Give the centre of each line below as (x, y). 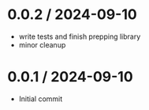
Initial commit (41, 99)
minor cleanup (42, 44)
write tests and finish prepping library (80, 36)
